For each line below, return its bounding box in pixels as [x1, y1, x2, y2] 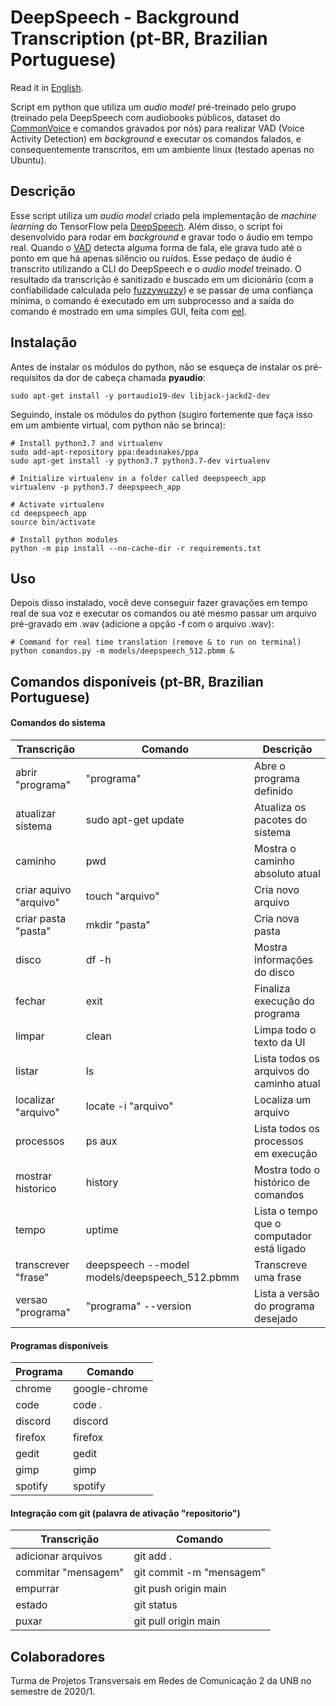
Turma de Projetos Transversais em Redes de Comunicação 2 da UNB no [10, 1675, 312, 1687]
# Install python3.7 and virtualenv [10, 438, 163, 448]
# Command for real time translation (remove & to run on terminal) [10, 637, 302, 648]
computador [254, 1229, 312, 1243]
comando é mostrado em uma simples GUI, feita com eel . [10, 305, 247, 317]
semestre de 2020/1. [10, 1686, 96, 1698]
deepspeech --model [85, 1257, 190, 1271]
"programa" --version [85, 1299, 192, 1313]
